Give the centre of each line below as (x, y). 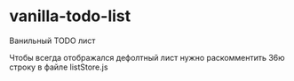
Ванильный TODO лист (52, 40)
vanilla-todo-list (70, 16)
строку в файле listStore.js (59, 67)
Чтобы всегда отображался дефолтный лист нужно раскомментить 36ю (147, 57)
